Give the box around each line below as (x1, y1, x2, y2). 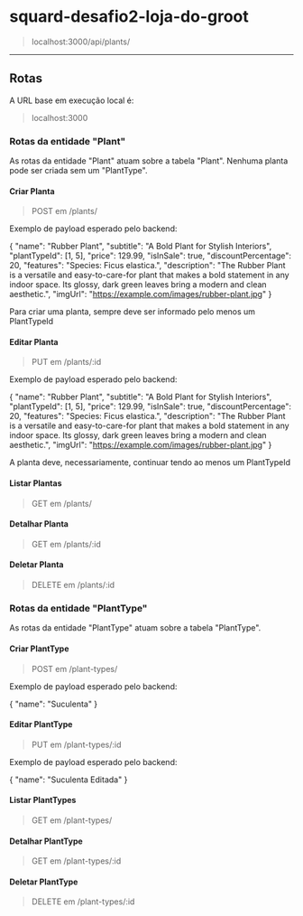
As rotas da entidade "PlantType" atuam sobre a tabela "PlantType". (9, 622, 262, 633)
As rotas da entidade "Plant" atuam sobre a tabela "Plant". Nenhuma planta (9, 155, 289, 166)
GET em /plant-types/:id (31, 855, 122, 866)
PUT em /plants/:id (31, 357, 102, 368)
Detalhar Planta (9, 519, 69, 529)
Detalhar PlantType (9, 836, 83, 846)
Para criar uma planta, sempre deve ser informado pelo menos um (9, 306, 255, 317)
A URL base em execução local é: (9, 95, 134, 106)
